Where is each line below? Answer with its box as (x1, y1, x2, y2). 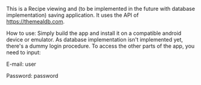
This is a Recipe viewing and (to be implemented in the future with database (6, 5, 195, 12)
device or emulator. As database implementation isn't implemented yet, (6, 36, 183, 43)
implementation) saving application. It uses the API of (6, 11, 139, 19)
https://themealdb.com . (6, 18, 65, 25)
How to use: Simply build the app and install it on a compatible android (6, 30, 182, 37)
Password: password (6, 72, 59, 79)
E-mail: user (6, 60, 36, 68)
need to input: (6, 49, 41, 56)
